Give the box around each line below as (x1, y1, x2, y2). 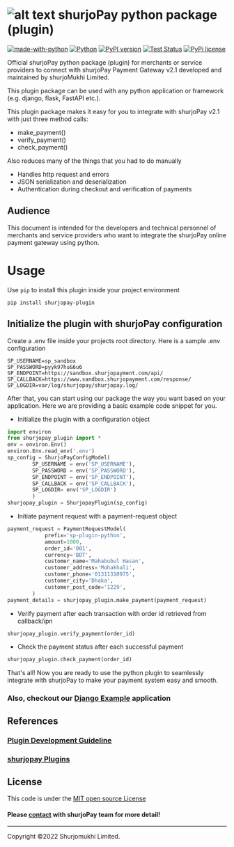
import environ (7, 428, 52, 435)
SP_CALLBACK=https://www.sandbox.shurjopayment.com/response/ (7, 376, 192, 383)
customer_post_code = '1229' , (44, 583, 127, 591)
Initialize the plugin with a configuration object (17, 415, 150, 423)
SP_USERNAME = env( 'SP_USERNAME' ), (32, 460, 136, 468)
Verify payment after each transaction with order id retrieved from (17, 609, 207, 617)
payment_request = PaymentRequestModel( (7, 525, 127, 532)
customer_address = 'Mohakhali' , (44, 564, 136, 571)
